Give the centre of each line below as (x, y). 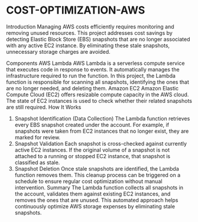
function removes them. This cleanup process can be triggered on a (98, 175)
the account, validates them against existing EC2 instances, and (92, 194)
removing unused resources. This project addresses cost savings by (89, 32)
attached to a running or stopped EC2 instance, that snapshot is (92, 156)
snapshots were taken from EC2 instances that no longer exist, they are (102, 131)
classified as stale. (37, 162)
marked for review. (38, 137)
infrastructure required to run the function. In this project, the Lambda (91, 76)
